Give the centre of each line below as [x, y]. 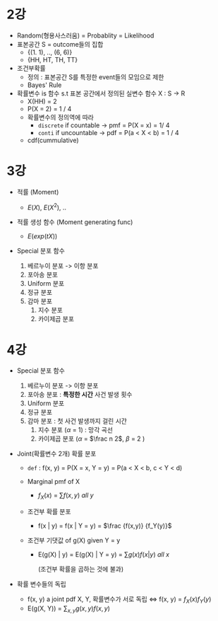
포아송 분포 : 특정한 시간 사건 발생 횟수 [80, 395]
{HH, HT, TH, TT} [53, 59]
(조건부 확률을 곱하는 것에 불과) [81, 569]
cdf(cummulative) [53, 140]
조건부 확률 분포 [49, 512]
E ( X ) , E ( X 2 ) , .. [47, 207]
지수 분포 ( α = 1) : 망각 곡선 [75, 430]
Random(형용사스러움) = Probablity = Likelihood [85, 35]
